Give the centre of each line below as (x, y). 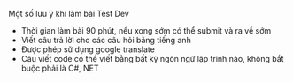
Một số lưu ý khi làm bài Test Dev (69, 14)
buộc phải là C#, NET (60, 68)
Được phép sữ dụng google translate (88, 49)
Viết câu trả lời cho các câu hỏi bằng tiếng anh (106, 40)
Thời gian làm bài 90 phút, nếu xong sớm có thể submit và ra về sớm (146, 30)
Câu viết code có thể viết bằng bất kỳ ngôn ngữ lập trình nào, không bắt (152, 59)
